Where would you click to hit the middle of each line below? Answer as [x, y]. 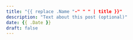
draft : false [22, 28]
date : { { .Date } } [29, 22]
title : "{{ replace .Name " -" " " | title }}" [64, 11]
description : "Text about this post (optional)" [67, 17]
